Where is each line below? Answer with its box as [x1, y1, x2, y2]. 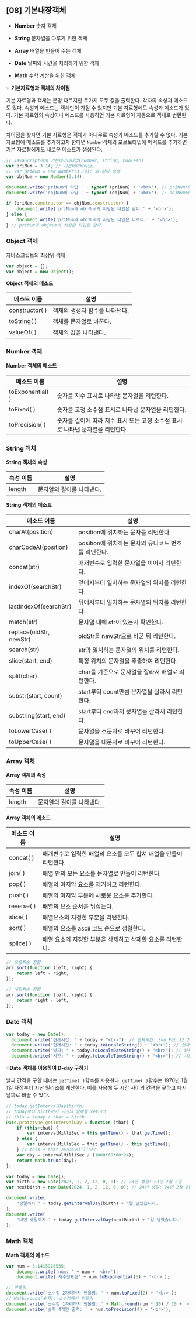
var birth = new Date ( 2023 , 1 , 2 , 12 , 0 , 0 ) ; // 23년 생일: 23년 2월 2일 [6, 1179, 182, 1185]
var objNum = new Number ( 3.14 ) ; [6, 174, 85, 180]
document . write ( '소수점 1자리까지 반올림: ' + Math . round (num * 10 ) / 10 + [6, 1301, 182, 1307]
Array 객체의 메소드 [6, 814, 51, 821]
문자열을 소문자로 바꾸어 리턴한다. [78, 727, 166, 736]
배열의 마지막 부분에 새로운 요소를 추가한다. [42, 891, 155, 900]
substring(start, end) [9, 712, 66, 720]
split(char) [9, 672, 38, 680]
